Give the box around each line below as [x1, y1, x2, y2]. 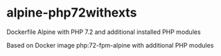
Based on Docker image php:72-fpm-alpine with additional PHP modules [6, 41, 214, 49]
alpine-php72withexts [6, 5, 137, 21]
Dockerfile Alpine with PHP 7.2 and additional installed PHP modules [6, 28, 202, 36]
